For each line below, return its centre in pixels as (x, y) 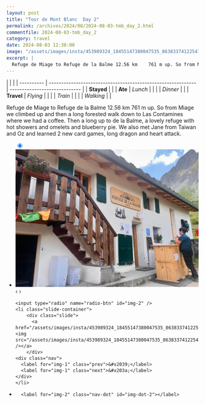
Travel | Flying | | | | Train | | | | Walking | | (59, 95)
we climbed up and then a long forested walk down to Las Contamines (95, 114)
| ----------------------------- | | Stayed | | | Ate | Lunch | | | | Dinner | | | (98, 89)
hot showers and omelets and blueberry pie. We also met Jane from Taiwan (101, 127)
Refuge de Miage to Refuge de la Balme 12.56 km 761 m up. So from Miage (100, 108)
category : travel (28, 39)
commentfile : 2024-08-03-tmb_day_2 (52, 32)
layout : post (23, 13)
